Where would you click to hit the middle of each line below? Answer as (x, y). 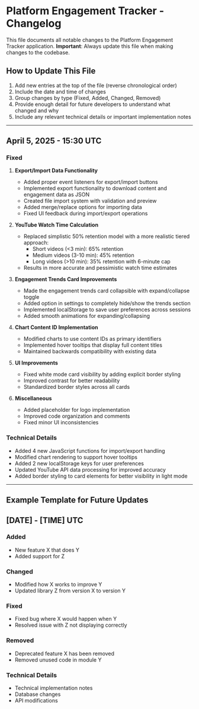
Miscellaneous (33, 398)
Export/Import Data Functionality (56, 170)
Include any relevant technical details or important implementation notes (103, 117)
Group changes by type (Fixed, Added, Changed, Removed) (88, 98)
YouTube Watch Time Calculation (57, 225)
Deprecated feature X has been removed (64, 653)
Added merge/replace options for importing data (83, 207)
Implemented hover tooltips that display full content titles (93, 345)
